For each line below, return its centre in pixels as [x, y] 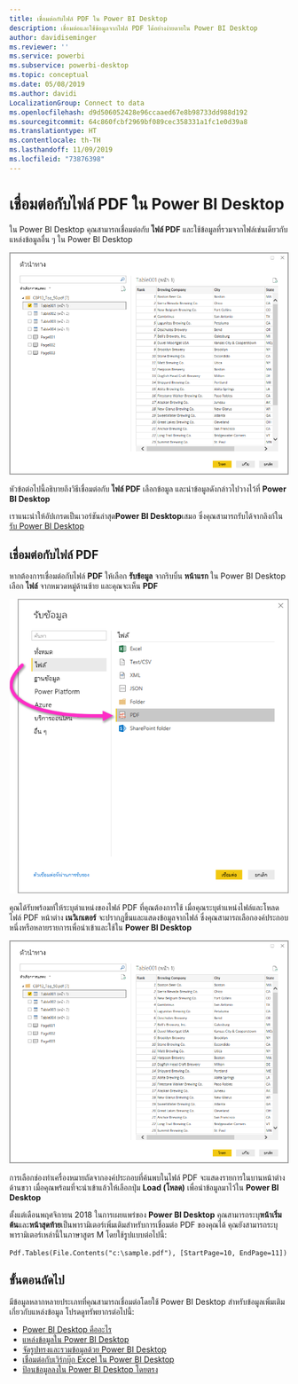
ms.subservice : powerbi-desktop [69, 66]
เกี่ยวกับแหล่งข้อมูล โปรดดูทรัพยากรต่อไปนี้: [72, 1311]
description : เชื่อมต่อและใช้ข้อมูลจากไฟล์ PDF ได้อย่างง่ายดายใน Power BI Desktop [133, 28]
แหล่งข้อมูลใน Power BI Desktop [75, 1339]
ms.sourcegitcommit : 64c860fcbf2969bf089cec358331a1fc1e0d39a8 [129, 122]
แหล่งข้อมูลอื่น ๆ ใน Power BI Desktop [71, 239]
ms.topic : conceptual [49, 75]
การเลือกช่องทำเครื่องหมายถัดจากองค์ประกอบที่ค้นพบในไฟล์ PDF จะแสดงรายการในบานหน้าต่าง [147, 1178]
